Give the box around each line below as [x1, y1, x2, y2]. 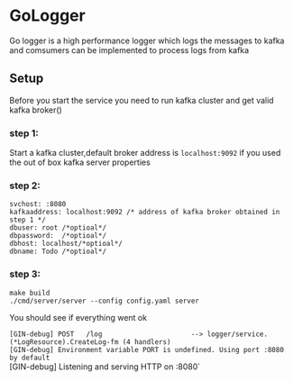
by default [9, 353, 50, 362]
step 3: [9, 268, 41, 280]
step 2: [9, 179, 41, 192]
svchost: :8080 [9, 200, 67, 209]
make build [9, 288, 50, 297]
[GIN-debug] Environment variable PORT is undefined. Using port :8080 [9, 345, 284, 354]
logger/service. [206, 330, 269, 339]
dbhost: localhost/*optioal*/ [9, 240, 124, 249]
